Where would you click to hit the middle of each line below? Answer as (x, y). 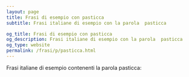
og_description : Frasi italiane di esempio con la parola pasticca (94, 40)
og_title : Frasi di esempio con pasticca (59, 34)
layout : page (23, 12)
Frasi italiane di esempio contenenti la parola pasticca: (74, 67)
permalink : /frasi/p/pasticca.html (51, 51)
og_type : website (28, 45)
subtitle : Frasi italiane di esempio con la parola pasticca (86, 23)
